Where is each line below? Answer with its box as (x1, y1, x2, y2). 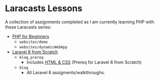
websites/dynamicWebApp (19, 45, 68, 49)
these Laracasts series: (5, 24, 52, 30)
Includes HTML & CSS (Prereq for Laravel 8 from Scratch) (26, 59, 142, 65)
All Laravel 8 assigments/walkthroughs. (26, 69, 105, 75)
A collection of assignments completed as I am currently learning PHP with (5, 19, 154, 25)
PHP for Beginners (12, 33, 49, 39)
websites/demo (19, 39, 48, 44)
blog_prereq (19, 55, 44, 60)
